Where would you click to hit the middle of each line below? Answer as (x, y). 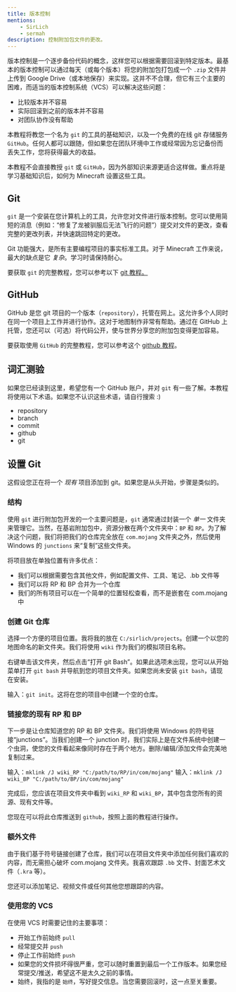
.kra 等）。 (35, 871)
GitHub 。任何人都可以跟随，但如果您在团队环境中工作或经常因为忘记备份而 (115, 143)
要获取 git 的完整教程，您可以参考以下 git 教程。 (78, 272)
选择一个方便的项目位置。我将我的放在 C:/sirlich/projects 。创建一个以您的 (118, 638)
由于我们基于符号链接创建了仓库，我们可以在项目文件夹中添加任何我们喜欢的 (118, 854)
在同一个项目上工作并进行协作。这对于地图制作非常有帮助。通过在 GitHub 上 (118, 321)
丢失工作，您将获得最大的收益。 (53, 152)
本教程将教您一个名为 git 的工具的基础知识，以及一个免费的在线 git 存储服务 (118, 135)
